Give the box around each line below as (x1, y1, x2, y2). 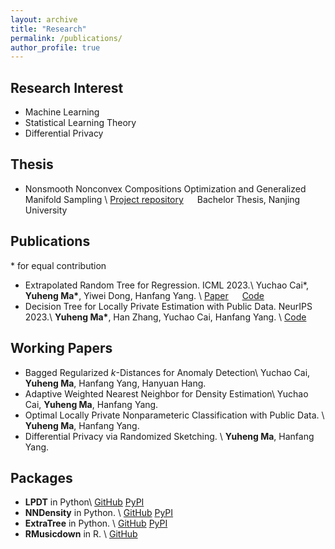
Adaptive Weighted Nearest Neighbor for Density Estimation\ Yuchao (24, 387, 309, 400)
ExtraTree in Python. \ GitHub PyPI (24, 517, 168, 530)
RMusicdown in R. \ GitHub (24, 528, 138, 540)
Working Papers (10, 340, 113, 357)
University (24, 204, 68, 216)
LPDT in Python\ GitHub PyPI (24, 496, 145, 508)
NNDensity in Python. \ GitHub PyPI (24, 507, 174, 519)
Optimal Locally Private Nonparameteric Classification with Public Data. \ (24, 409, 325, 421)
